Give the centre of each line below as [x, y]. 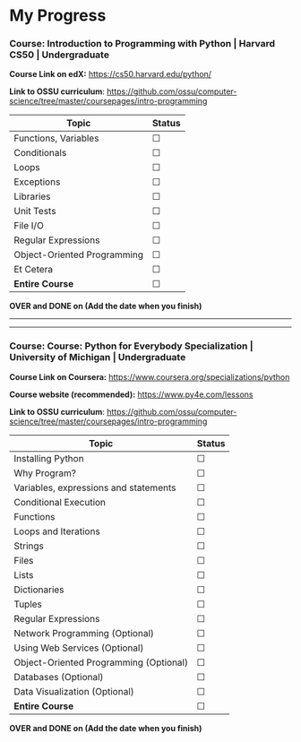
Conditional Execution [60, 502]
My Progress [58, 16]
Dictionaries [39, 590]
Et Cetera [34, 270]
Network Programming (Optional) [84, 633]
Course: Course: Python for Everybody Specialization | [131, 346]
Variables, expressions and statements [95, 487]
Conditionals [40, 153]
